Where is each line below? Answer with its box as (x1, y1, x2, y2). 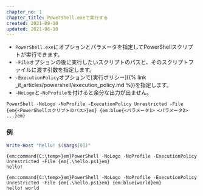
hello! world (6, 185, 40, 192)
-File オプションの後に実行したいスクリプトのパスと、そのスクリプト (15, 58, 189, 66)
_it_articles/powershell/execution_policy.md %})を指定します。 (15, 82, 172, 89)
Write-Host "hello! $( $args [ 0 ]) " (6, 142, 91, 149)
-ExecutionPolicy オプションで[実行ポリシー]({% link (15, 74, 147, 81)
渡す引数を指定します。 (36, 66, 95, 74)
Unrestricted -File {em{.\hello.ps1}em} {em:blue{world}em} (6, 180, 162, 186)
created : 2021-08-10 (6, 20, 59, 26)
